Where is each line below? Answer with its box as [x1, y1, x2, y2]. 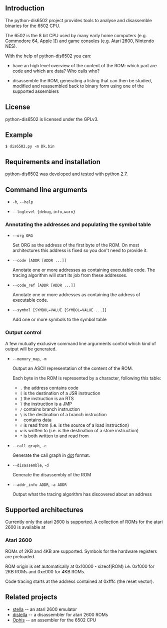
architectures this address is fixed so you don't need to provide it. [12, 247, 148, 254]
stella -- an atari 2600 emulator [12, 606, 77, 612]
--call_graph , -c [12, 442, 47, 448]
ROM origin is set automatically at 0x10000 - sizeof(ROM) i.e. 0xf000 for [5, 563, 155, 569]
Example [5, 131, 33, 140]
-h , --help [12, 199, 33, 205]
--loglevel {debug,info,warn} [12, 209, 76, 215]
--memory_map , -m [12, 355, 47, 361]
